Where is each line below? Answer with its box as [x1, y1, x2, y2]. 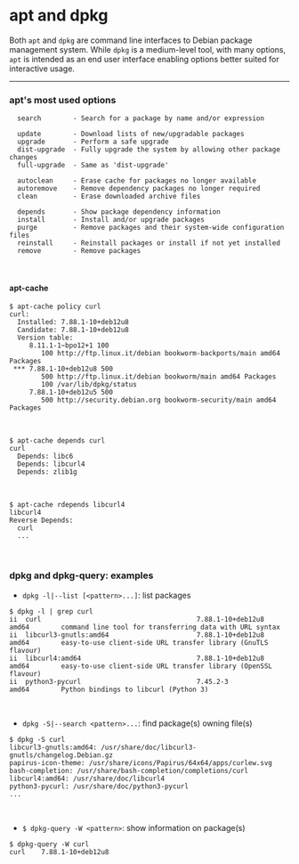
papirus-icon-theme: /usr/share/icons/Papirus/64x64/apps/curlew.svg [9, 758, 273, 767]
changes [9, 153, 38, 162]
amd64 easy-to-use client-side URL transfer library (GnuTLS [9, 638, 269, 647]
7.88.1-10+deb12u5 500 [28, 388, 114, 397]
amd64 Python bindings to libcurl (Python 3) [9, 685, 209, 694]
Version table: [17, 333, 74, 343]
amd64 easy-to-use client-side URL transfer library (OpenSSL [9, 661, 273, 671]
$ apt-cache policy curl [9, 302, 101, 312]
